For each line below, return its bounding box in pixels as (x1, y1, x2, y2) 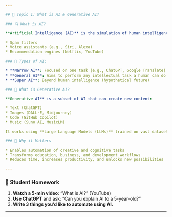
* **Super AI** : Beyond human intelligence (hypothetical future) (5, 78, 150, 83)
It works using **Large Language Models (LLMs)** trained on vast (5, 129, 150, 134)
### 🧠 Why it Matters (5, 138, 52, 143)
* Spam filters (5, 40, 38, 45)
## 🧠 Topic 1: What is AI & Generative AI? (5, 12, 100, 17)
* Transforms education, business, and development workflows (5, 152, 141, 157)
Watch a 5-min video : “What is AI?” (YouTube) (12, 190, 111, 196)
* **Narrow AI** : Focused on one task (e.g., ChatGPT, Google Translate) (5, 68, 166, 73)
